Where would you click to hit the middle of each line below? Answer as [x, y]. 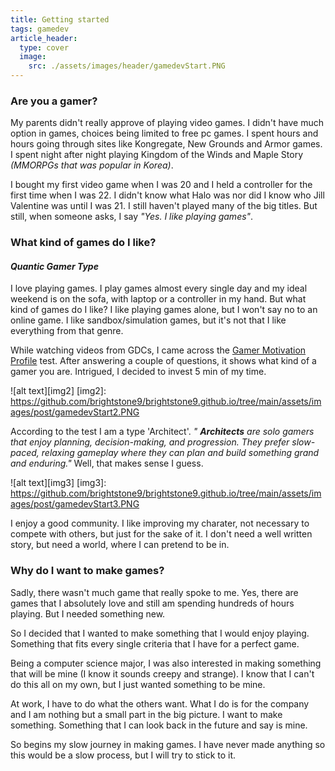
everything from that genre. [67, 331]
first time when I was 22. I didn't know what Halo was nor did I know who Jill [167, 195]
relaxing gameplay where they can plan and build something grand [180, 453]
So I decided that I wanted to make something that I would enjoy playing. [160, 633]
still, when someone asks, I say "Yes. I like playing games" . [132, 217]
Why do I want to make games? [87, 571]
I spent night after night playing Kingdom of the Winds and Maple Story [157, 155]
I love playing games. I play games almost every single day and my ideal [159, 288]
